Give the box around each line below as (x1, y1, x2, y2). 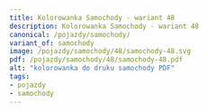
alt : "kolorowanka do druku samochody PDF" (9, 64, 176, 73)
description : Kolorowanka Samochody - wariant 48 (9, 22, 200, 31)
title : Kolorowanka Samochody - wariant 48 (9, 13, 176, 23)
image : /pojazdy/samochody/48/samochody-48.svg (9, 47, 192, 56)
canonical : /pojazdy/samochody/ (9, 30, 131, 39)
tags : (9, 72, 30, 81)
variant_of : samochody (9, 38, 95, 48)
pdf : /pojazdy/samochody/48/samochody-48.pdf (9, 55, 183, 64)
